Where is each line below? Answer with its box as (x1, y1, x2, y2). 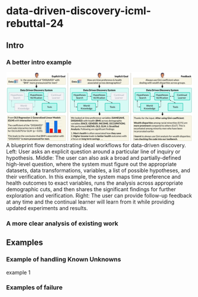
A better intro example (6, 58, 72, 66)
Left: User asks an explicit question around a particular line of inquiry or (6, 148, 181, 155)
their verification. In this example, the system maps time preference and (6, 173, 181, 180)
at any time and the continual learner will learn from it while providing (6, 198, 175, 205)
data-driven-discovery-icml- (6, 4, 151, 18)
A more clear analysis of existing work (6, 219, 119, 227)
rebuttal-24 (6, 17, 64, 30)
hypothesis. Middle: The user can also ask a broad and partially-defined (6, 154, 181, 161)
